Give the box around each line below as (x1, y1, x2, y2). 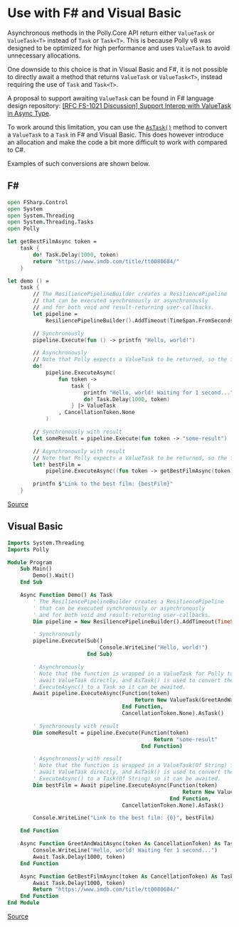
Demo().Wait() (33, 572, 75, 579)
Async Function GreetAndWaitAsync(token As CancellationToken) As (20, 840, 221, 847)
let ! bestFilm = (33, 461, 81, 468)
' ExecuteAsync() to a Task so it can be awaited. (33, 683, 186, 691)
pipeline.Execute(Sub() (33, 637, 103, 645)
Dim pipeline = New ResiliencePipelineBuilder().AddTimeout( (33, 618, 218, 625)
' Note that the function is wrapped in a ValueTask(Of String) (33, 762, 228, 769)
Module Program (7, 558, 53, 566)
